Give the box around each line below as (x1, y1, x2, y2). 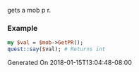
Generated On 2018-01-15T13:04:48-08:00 (7, 59, 132, 67)
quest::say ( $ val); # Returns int (7, 45, 106, 53)
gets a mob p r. (7, 6, 52, 14)
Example (7, 23, 38, 33)
